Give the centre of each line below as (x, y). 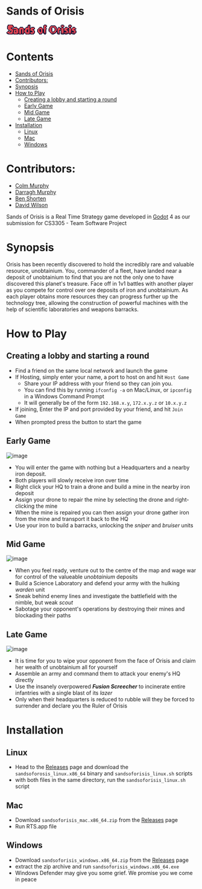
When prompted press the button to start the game (78, 422)
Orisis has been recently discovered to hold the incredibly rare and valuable (100, 264)
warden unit (30, 590)
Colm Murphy (32, 185)
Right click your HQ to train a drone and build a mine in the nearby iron (103, 487)
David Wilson (31, 205)
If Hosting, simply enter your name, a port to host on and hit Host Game (102, 377)
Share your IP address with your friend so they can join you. (98, 383)
